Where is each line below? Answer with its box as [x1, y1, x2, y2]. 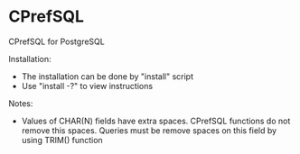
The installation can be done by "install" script [21, 70, 193, 82]
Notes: [8, 97, 33, 109]
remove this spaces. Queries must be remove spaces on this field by [21, 124, 277, 136]
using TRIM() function [21, 134, 103, 145]
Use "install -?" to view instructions [21, 80, 154, 91]
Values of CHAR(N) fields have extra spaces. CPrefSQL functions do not [21, 115, 291, 126]
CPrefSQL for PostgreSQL [8, 36, 105, 47]
